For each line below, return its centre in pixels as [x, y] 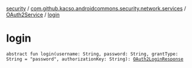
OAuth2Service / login [33, 15]
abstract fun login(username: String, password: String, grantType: [92, 54]
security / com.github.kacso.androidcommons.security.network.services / [96, 8]
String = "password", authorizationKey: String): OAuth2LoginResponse [95, 59]
